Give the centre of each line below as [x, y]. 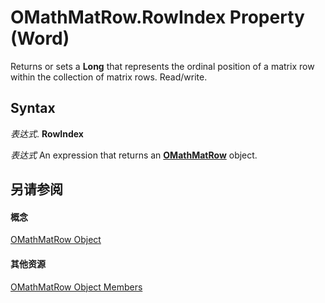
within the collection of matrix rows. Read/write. [109, 77]
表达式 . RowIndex [47, 133]
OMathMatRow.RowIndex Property [157, 17]
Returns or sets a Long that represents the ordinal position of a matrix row [162, 66]
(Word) [40, 38]
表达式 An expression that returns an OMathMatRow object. [134, 155]
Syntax [33, 108]
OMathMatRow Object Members [76, 287]
